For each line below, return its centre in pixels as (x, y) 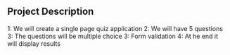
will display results (34, 43)
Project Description (51, 12)
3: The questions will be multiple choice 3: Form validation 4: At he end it (113, 36)
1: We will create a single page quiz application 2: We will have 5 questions (115, 28)
